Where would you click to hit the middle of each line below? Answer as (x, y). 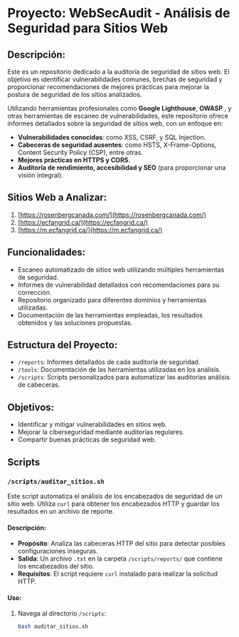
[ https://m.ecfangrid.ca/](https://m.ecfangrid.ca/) (90, 230)
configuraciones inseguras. (58, 551)
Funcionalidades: (47, 252)
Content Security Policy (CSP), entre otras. (80, 152)
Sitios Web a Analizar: (57, 198)
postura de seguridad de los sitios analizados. (75, 95)
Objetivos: (31, 407)
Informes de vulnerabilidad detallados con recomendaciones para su (118, 285)
